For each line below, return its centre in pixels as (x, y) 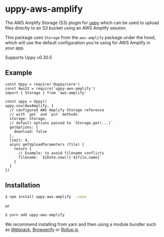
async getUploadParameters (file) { (47, 144)
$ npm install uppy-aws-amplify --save (46, 197)
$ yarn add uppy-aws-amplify (35, 215)
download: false (31, 131)
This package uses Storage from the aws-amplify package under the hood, (81, 37)
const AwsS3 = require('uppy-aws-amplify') (50, 89)
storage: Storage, (28, 118)
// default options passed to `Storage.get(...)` (61, 123)
